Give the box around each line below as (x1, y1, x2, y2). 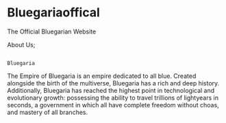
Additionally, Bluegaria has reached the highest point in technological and (7, 86, 215, 94)
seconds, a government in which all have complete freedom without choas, (7, 100, 219, 109)
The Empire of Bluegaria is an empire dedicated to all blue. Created (7, 72, 197, 80)
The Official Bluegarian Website (7, 27, 97, 36)
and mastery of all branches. (7, 108, 88, 116)
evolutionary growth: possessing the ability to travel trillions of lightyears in (7, 94, 219, 102)
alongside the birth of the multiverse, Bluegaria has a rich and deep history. (7, 79, 220, 87)
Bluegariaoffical (7, 5, 101, 20)
